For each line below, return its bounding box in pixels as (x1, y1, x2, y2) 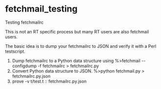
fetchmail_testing (5, 3, 78, 15)
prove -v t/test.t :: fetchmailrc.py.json (12, 78, 87, 84)
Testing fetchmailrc (5, 19, 44, 25)
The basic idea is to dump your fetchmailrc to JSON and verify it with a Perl (5, 43, 157, 49)
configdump (12, 63, 37, 69)
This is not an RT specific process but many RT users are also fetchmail (5, 29, 149, 34)
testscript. (5, 48, 25, 54)
